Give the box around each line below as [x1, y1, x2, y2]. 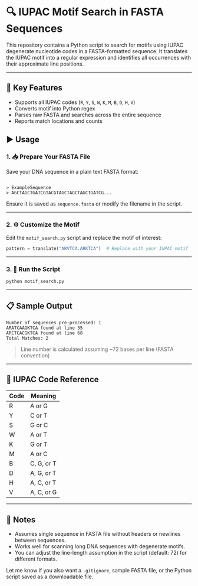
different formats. [14, 555, 57, 562]
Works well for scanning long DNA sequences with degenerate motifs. [14, 543, 186, 550]
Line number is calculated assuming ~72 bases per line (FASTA [20, 346, 174, 353]
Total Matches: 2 [6, 335, 49, 341]
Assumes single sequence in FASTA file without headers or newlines [14, 530, 181, 538]
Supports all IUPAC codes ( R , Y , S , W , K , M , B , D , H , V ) [14, 99, 136, 106]
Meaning [31, 392, 57, 400]
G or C [30, 421, 48, 429]
